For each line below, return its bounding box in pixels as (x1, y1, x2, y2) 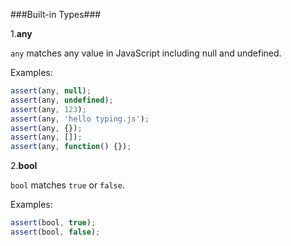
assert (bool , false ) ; (10, 227, 101, 237)
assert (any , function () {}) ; (10, 142, 132, 152)
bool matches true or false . (10, 179, 125, 191)
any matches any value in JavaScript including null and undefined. (10, 47, 282, 59)
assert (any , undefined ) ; (10, 95, 114, 105)
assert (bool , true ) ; (10, 218, 97, 228)
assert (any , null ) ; (10, 86, 92, 96)
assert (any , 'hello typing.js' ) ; (10, 114, 150, 124)
